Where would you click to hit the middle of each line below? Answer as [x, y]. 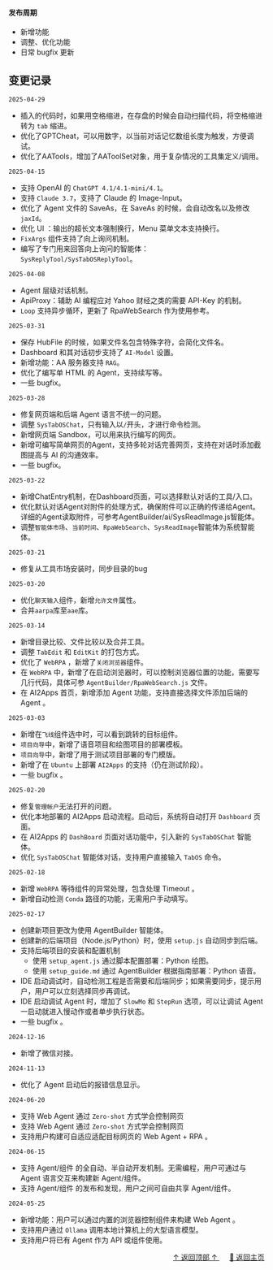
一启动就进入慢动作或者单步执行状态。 [84, 1012]
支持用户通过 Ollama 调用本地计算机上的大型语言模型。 [111, 1230]
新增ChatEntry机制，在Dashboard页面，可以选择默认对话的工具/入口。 [139, 496]
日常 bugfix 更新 [47, 52]
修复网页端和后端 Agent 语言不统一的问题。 [93, 414]
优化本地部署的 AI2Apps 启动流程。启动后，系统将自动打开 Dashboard [136, 817]
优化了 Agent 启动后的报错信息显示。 [82, 1085]
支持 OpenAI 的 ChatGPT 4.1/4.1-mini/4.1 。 [94, 188]
